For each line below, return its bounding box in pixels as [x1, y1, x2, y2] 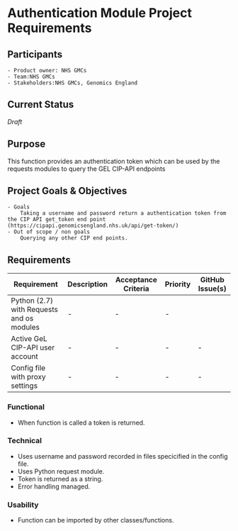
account [11, 352, 39, 362]
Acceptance [115, 275, 158, 285]
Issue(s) [198, 284, 227, 294]
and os [11, 313, 34, 323]
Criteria [123, 284, 150, 294]
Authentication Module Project [7, 5, 193, 21]
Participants [7, 48, 62, 60]
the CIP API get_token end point [7, 216, 106, 223]
